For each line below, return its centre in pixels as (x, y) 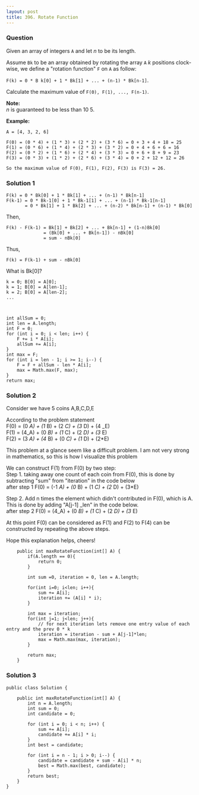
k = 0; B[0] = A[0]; (32, 282)
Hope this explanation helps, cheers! (51, 540)
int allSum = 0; (26, 318)
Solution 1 (20, 183)
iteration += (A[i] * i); (70, 598)
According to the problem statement (50, 420)
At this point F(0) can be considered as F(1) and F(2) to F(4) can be (88, 522)
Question (20, 38)
